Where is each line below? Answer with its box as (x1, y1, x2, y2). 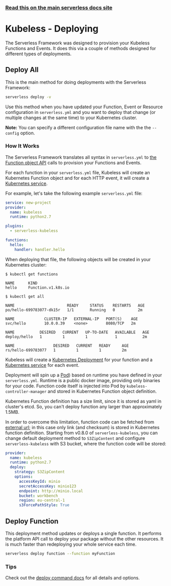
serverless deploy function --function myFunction (5, 551, 115, 556)
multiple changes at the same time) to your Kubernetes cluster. (5, 114, 138, 121)
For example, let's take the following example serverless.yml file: (5, 190, 143, 196)
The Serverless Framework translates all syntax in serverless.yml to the (5, 154, 157, 160)
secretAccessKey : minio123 (18, 483, 77, 489)
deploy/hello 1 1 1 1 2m (5, 334, 147, 339)
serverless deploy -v (5, 94, 52, 100)
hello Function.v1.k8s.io (5, 285, 70, 290)
